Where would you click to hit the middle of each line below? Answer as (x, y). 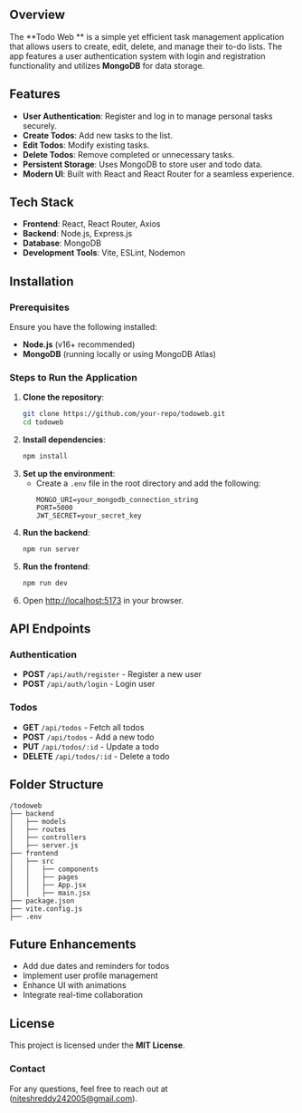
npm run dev (45, 583)
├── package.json (42, 901)
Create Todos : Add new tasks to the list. (98, 135)
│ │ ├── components (54, 869)
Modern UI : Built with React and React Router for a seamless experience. (158, 174)
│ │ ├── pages (44, 877)
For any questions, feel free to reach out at (89, 1089)
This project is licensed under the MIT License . (97, 1045)
